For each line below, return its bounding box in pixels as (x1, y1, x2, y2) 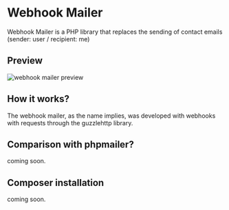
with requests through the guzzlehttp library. (7, 118, 133, 127)
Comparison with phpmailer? (7, 138, 134, 150)
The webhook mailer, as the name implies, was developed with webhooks (7, 112, 216, 120)
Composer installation (7, 177, 105, 189)
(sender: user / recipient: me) (7, 34, 90, 43)
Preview (7, 55, 43, 67)
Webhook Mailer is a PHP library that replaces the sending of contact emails (7, 28, 223, 36)
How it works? (7, 93, 70, 105)
